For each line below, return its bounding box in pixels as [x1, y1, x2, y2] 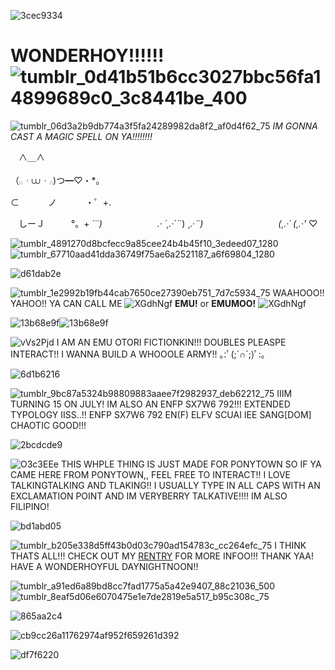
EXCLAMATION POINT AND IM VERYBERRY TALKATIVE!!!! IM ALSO [10, 490, 288, 502]
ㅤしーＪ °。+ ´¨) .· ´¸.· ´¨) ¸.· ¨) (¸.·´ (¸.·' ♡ [10, 217, 318, 229]
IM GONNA [272, 120, 318, 132]
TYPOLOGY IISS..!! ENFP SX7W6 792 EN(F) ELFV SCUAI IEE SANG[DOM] [10, 408, 312, 420]
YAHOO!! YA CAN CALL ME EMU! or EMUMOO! [10, 297, 257, 309]
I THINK [274, 539, 307, 551]
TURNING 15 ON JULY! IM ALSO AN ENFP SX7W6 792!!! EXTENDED [10, 398, 291, 410]
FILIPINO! [10, 500, 50, 512]
